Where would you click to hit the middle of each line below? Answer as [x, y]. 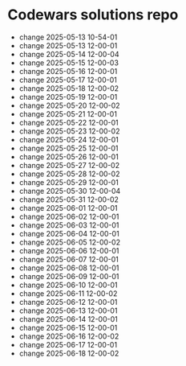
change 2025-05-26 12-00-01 [69, 156]
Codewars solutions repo [93, 15]
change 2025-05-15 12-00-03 [69, 63]
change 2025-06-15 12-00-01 [68, 327]
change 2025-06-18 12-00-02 [69, 353]
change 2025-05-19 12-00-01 [68, 97]
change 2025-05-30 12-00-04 [70, 191]
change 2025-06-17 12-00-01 [68, 344]
